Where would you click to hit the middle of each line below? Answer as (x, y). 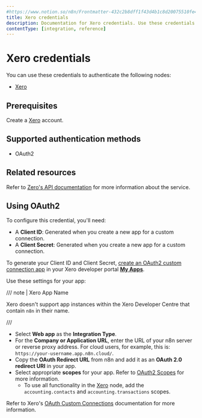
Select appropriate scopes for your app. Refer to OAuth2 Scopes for (99, 373)
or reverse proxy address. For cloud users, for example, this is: (92, 347)
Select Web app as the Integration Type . (66, 334)
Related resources (41, 173)
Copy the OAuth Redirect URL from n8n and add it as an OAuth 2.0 (98, 360)
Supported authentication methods (74, 139)
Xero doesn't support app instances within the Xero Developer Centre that (98, 304)
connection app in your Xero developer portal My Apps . (75, 269)
